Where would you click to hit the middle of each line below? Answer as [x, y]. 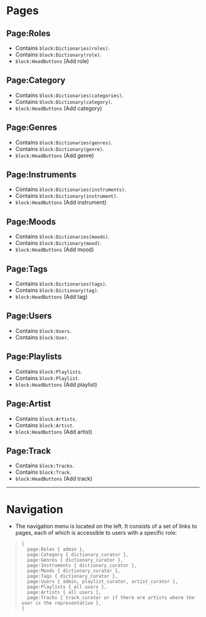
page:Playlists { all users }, [67, 587]
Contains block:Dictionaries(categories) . [69, 95]
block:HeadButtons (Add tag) [51, 297]
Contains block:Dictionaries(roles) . [63, 48]
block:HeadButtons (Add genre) [55, 155]
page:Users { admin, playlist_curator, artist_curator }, [103, 582]
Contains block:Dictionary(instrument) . [67, 196]
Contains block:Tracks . [45, 466]
